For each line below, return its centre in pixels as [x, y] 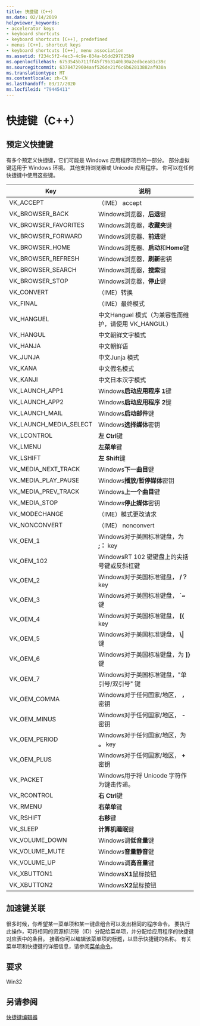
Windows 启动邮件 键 [126, 413]
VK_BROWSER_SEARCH [43, 269]
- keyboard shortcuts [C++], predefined [57, 39]
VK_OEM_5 [25, 638]
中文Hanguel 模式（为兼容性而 [140, 315]
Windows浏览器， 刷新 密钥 [135, 259]
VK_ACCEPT [27, 202]
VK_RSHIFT [25, 818]
